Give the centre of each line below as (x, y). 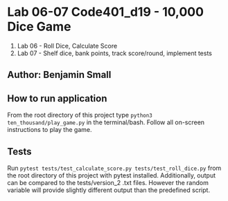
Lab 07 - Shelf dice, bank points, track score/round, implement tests (115, 53)
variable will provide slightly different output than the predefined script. (108, 190)
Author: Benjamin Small (59, 75)
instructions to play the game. (50, 130)
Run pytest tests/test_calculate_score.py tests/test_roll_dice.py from (114, 168)
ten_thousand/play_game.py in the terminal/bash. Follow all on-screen (106, 122)
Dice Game (39, 27)
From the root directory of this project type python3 (80, 115)
